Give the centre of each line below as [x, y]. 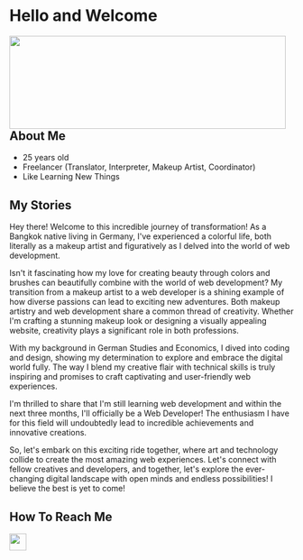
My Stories [41, 205]
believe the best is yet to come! [68, 489]
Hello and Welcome [83, 16]
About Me [37, 136]
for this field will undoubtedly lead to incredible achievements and [132, 423]
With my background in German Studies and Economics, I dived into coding [150, 348]
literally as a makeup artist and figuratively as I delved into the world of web [150, 246]
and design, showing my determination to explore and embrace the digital [146, 358]
